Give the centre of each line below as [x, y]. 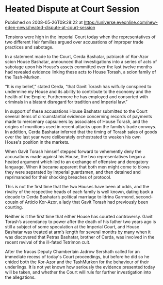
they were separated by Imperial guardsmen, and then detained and [73, 172]
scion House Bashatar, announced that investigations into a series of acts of [81, 61]
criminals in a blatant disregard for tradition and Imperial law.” [66, 102]
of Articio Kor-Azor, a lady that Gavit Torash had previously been [84, 202]
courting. [14, 207]
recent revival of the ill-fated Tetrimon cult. [48, 242]
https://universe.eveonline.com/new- [121, 22]
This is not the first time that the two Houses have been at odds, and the [77, 186]
